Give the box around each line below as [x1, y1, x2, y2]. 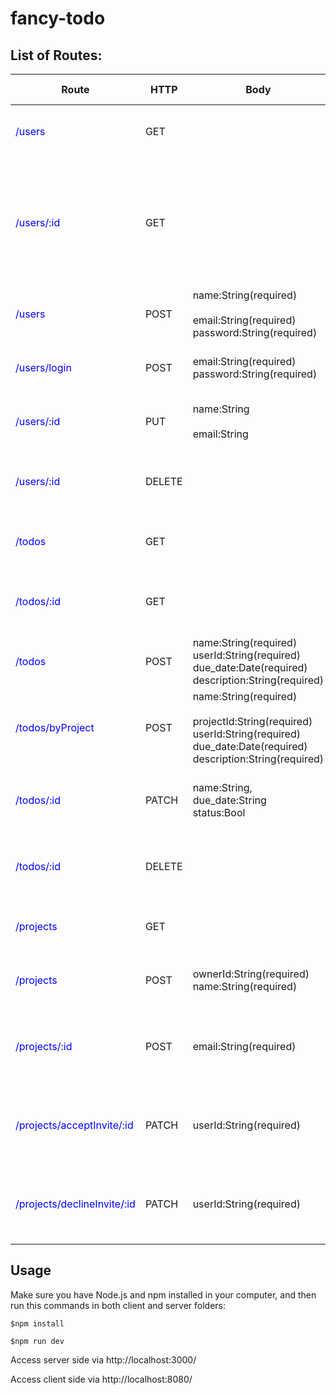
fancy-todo [10, 7, 106, 30]
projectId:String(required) [192, 715, 313, 728]
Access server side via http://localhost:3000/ [10, 1353, 197, 1366]
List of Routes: [10, 47, 103, 64]
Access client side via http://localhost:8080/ [10, 1373, 193, 1385]
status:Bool [192, 806, 246, 819]
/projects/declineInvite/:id [15, 1197, 136, 1211]
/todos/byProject [15, 721, 95, 734]
